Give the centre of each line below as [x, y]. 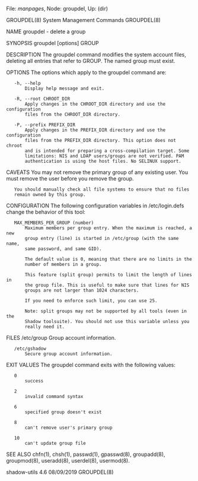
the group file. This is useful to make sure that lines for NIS [107, 285]
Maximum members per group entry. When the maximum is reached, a [108, 228]
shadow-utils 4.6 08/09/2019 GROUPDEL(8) [60, 472]
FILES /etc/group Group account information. [61, 338]
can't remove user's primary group [68, 428]
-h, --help [28, 83]
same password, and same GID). [63, 249]
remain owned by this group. [50, 195]
